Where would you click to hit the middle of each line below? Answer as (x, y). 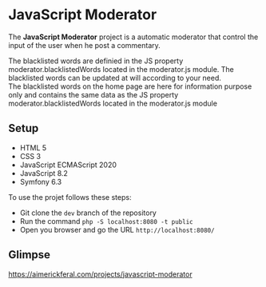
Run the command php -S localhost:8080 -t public (106, 221)
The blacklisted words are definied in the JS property (96, 61)
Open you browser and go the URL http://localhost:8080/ (117, 229)
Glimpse (29, 255)
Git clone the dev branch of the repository (88, 213)
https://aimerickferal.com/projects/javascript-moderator (101, 274)
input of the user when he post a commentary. (85, 45)
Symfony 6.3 (41, 181)
